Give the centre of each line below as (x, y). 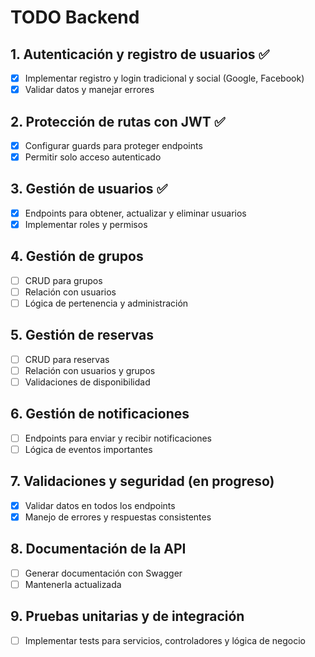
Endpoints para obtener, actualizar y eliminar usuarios (135, 213)
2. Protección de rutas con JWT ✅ (118, 121)
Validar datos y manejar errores (89, 90)
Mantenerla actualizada (73, 584)
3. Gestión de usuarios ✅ (89, 189)
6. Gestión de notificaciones (100, 414)
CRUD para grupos (63, 280)
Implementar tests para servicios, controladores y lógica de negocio (165, 640)
